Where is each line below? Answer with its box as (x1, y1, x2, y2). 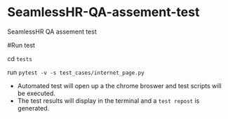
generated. (17, 104, 50, 112)
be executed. (17, 89, 56, 97)
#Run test (7, 41, 35, 49)
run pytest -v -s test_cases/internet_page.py (7, 68, 145, 76)
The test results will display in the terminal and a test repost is (17, 96, 200, 105)
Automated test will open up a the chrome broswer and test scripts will (17, 81, 222, 90)
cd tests (7, 54, 33, 63)
